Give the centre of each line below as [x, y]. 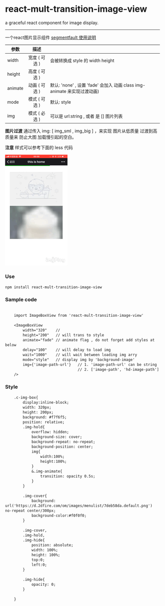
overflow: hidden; [50, 432]
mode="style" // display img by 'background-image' [79, 360]
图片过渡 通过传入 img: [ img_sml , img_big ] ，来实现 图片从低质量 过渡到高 [81, 131]
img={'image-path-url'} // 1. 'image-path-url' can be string [90, 364]
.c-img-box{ [26, 398]
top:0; [38, 560]
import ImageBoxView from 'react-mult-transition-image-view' [79, 315]
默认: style [60, 102]
